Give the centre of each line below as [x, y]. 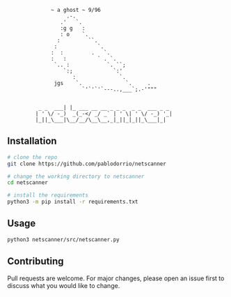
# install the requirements [48, 195]
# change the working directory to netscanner [76, 176]
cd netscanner [28, 183]
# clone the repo [32, 157]
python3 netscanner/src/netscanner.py [63, 239]
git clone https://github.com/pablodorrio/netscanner [87, 164]
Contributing [35, 261]
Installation [32, 141]
